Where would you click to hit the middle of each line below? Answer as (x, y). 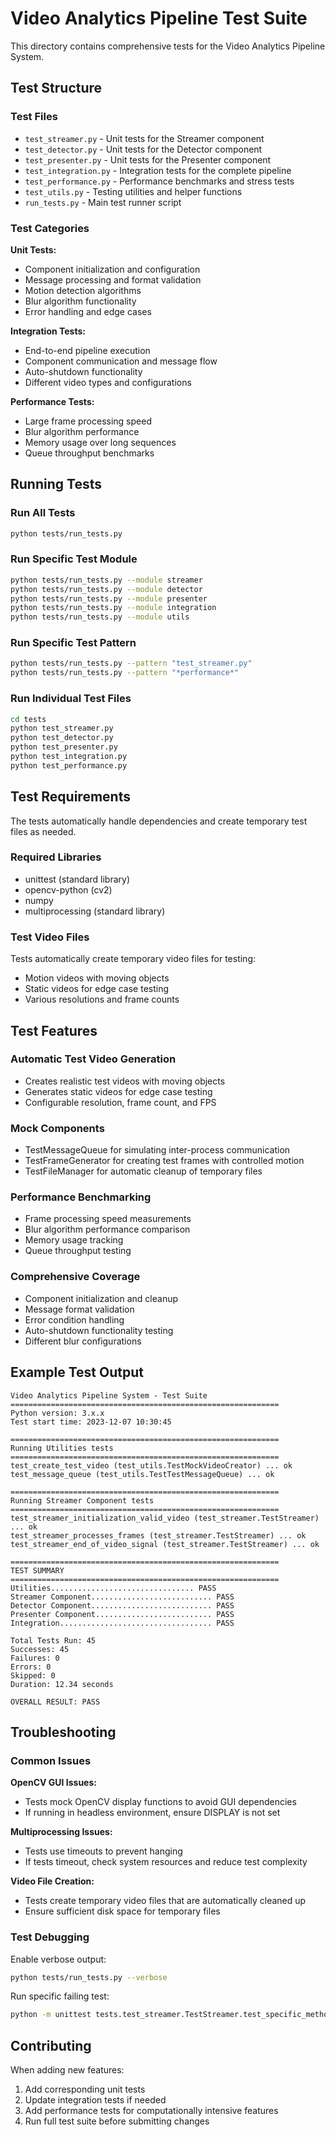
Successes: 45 (40, 1649)
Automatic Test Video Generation (93, 1059)
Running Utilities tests (62, 1448)
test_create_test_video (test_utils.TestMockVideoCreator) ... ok (151, 1465)
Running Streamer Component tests (82, 1500)
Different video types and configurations (108, 382)
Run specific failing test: (60, 1996)
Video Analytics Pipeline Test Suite (159, 18)
